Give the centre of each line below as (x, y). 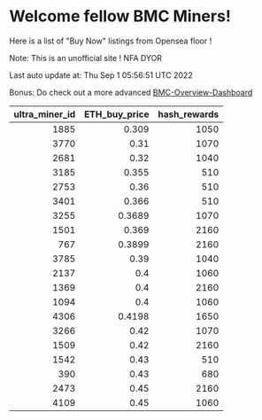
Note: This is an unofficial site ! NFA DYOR (85, 58)
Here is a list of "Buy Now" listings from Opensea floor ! (111, 41)
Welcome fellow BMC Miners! (120, 16)
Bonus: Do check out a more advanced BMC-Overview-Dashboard (131, 92)
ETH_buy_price (116, 114)
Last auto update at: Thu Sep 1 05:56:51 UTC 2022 (101, 75)
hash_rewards (189, 114)
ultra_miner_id (45, 114)
